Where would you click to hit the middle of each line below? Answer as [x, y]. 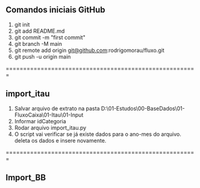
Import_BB [26, 178]
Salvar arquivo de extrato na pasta [57, 108]
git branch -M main [38, 44]
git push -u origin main [42, 56]
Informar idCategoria [40, 121]
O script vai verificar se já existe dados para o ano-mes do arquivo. [98, 134]
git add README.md [39, 31]
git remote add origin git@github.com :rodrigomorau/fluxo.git [89, 50]
